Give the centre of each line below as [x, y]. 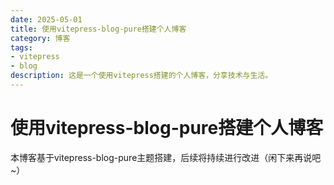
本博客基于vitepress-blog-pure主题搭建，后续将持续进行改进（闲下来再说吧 [166, 157]
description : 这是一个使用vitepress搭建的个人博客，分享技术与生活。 [141, 76]
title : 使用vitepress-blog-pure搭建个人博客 [98, 29]
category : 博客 [40, 38]
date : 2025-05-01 [46, 19]
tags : [21, 47]
